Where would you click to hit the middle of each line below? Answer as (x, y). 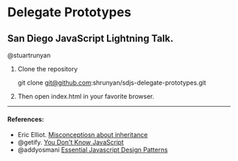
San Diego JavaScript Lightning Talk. (90, 38)
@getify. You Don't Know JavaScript (70, 143)
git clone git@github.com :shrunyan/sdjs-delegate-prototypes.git (112, 83)
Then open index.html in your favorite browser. (86, 96)
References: (26, 119)
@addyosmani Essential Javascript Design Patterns (92, 150)
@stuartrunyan (29, 55)
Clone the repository (47, 69)
